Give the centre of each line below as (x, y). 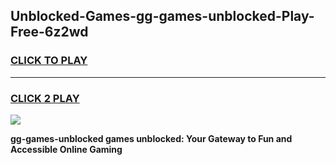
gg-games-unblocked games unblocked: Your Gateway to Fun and (151, 138)
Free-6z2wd (49, 32)
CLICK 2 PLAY (45, 98)
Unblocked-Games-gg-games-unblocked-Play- (162, 16)
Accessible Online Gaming (66, 149)
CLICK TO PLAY (49, 61)
